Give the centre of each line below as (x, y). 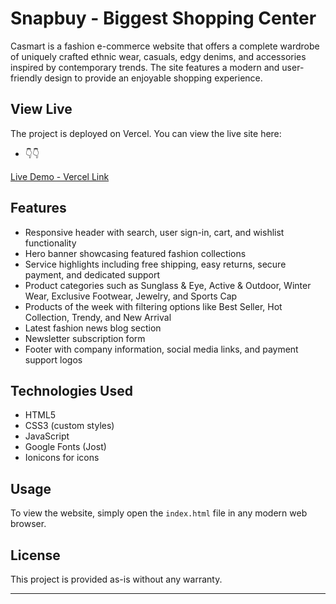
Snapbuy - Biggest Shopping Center (163, 18)
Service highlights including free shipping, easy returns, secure (155, 264)
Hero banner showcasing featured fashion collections (135, 253)
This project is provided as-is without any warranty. (116, 579)
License (35, 555)
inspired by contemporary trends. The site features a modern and (145, 67)
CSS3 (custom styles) (69, 426)
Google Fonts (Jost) (65, 447)
